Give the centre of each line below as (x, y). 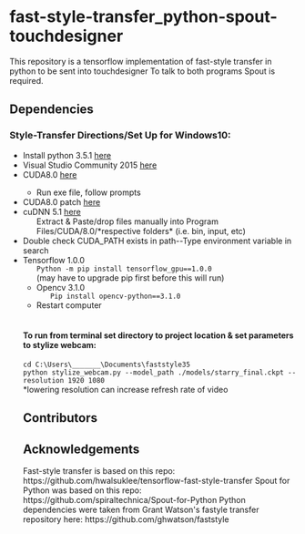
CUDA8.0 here (50, 174)
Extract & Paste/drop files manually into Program (127, 221)
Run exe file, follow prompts (88, 192)
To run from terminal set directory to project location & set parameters (158, 335)
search (36, 250)
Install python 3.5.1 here (67, 155)
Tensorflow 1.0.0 (53, 260)
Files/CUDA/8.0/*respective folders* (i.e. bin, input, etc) (141, 231)
